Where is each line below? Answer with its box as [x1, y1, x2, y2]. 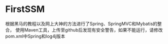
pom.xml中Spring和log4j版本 [5, 33, 65, 39]
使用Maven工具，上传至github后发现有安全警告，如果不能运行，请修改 [15, 26, 163, 33]
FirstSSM [5, 3, 45, 15]
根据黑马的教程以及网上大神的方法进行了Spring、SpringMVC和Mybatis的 [5, 20, 158, 26]
